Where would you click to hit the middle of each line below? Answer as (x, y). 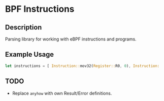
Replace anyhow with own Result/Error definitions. (62, 93)
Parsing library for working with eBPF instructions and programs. (71, 39)
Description (23, 27)
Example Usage (30, 54)
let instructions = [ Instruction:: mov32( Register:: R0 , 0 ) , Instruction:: (83, 66)
